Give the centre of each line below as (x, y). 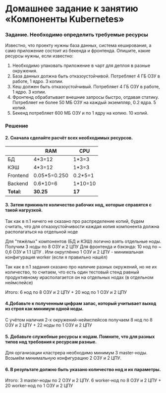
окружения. (25, 71)
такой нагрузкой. (24, 210)
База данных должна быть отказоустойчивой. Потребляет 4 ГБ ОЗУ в (86, 76)
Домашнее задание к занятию (72, 9)
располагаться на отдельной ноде (42, 232)
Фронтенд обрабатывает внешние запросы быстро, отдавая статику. (86, 97)
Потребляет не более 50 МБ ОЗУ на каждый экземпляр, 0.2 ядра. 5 (84, 103)
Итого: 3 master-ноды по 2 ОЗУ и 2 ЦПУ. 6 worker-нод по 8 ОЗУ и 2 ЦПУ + (83, 381)
